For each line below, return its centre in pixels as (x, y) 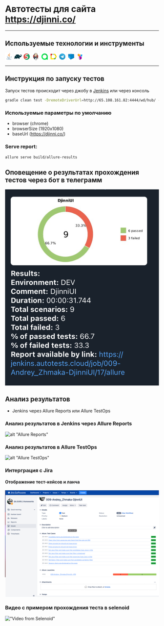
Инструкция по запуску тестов (55, 79)
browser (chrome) (30, 123)
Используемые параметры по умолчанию (58, 113)
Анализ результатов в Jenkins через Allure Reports (69, 424)
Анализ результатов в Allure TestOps (51, 447)
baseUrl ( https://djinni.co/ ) (39, 134)
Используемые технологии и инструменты (75, 43)
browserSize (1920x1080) (38, 128)
